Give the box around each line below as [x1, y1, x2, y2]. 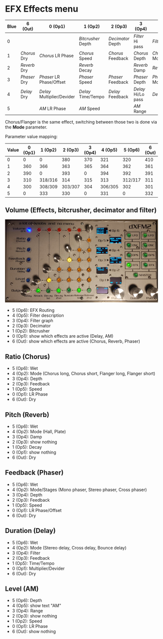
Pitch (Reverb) [5, 410, 49, 419]
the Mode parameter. [5, 124, 48, 130]
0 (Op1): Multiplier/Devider [12, 566, 65, 571]
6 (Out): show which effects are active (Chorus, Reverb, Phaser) [12, 338, 141, 344]
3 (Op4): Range [12, 608, 43, 614]
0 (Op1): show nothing [12, 449, 57, 456]
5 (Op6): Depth [12, 598, 42, 603]
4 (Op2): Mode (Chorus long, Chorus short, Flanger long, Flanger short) [12, 371, 156, 377]
